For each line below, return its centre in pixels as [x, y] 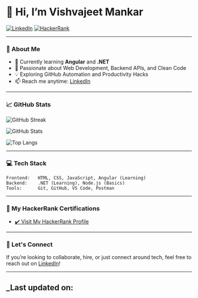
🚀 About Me [23, 49]
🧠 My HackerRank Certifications [53, 208]
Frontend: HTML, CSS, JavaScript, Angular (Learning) [76, 178]
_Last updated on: [40, 287]
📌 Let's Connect [29, 245]
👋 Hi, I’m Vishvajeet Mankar [75, 12]
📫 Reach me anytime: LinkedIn [52, 81]
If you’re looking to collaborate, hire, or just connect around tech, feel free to [99, 257]
